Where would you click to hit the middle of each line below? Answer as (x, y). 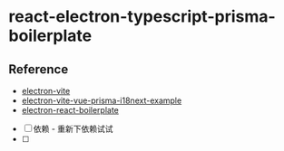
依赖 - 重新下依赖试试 (73, 129)
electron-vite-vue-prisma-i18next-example (102, 100)
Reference (39, 69)
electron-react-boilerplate (70, 110)
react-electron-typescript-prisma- (142, 17)
